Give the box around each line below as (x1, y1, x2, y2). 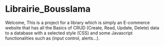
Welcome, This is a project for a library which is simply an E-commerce (5, 20, 150, 25)
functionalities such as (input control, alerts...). (5, 35, 100, 41)
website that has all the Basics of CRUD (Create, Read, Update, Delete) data (5, 24, 160, 30)
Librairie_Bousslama (5, 3, 91, 15)
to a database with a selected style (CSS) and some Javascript (5, 30, 133, 36)
